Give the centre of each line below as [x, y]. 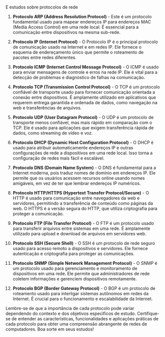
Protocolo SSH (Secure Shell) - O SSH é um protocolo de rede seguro [84, 243]
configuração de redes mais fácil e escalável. [58, 158]
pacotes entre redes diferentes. [44, 57]
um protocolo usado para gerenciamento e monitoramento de [75, 268]
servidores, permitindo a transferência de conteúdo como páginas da [83, 203]
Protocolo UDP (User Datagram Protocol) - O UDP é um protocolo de [83, 117]
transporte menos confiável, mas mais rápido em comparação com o [82, 123]
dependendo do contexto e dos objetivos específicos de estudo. [71, 313]
